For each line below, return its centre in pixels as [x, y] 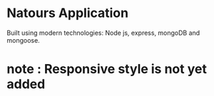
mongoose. [23, 40]
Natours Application [68, 13]
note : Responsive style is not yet [107, 69]
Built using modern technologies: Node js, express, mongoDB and [103, 33]
